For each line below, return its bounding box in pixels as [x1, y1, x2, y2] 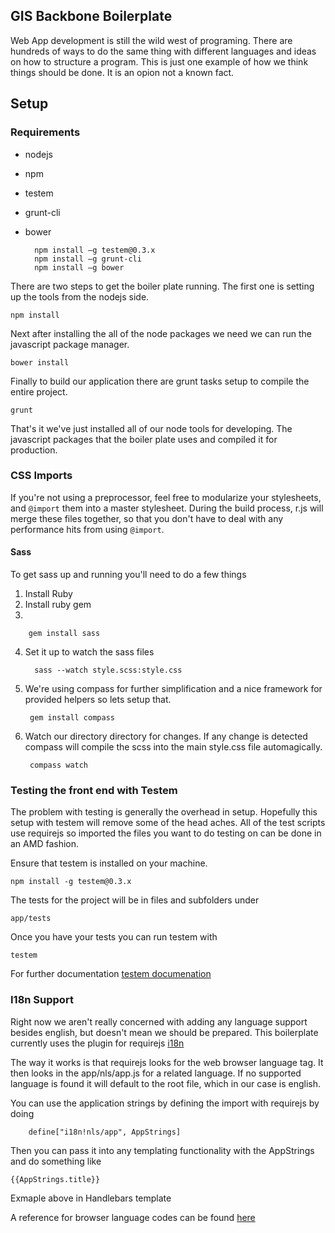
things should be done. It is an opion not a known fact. [10, 66, 235, 78]
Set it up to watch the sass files [24, 646, 155, 658]
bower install [10, 357, 70, 368]
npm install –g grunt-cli [34, 254, 142, 264]
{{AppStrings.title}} [10, 1174, 101, 1184]
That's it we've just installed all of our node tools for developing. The [10, 422, 293, 434]
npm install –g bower [34, 262, 125, 273]
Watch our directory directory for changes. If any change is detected [24, 730, 308, 742]
